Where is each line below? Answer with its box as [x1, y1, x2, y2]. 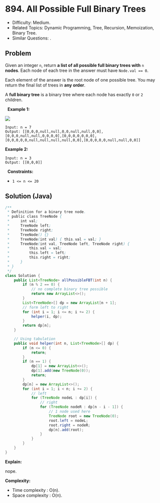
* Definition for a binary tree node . [7, 210, 86, 214]
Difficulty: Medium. [12, 20, 51, 25]
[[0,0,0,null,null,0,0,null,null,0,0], [22, 129, 104, 134]
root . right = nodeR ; [48, 422, 91, 428]
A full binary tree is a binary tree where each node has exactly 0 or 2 [5, 91, 143, 97]
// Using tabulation [14, 336, 56, 341]
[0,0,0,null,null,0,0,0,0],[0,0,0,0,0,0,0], [5, 133, 97, 138]
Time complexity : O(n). [12, 487, 60, 493]
